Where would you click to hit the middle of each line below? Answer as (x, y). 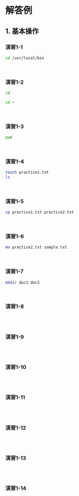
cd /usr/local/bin (25, 58)
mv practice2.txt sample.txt (36, 247)
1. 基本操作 (22, 31)
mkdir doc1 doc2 (22, 282)
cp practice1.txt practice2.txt (39, 212)
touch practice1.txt (27, 173)
